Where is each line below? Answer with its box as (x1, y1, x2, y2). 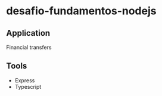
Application (6, 28, 51, 38)
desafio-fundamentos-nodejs (6, 4, 157, 18)
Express (14, 76, 35, 84)
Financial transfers (6, 44, 52, 51)
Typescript (14, 83, 42, 90)
